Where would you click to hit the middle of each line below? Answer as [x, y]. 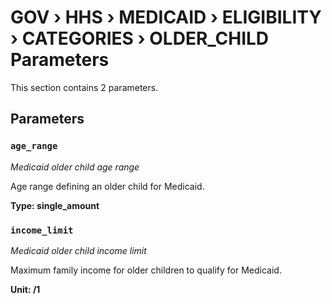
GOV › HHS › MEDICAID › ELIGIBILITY [166, 17]
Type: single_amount [55, 205]
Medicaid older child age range [75, 167]
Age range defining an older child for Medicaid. [107, 186]
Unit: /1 [25, 289]
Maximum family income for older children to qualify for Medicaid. [146, 270]
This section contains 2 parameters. [84, 87]
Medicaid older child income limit [78, 250]
